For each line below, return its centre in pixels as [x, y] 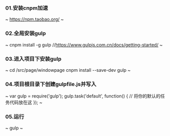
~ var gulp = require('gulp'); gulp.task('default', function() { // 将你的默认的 [83, 96]
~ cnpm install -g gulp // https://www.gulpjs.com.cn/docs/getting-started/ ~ [84, 44]
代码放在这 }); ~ [26, 103]
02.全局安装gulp [26, 33]
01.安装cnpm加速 [27, 8]
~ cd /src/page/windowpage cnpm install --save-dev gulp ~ [68, 70]
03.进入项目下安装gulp [33, 59]
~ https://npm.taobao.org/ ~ [35, 19]
